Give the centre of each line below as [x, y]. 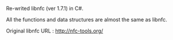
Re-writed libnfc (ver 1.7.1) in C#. [45, 8]
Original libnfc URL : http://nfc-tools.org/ [55, 31]
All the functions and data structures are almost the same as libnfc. [87, 19]
